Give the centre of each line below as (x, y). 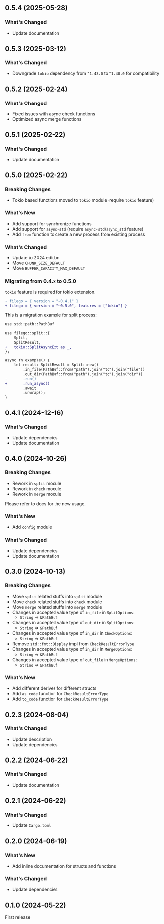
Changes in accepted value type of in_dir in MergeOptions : (72, 649)
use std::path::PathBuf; (31, 324)
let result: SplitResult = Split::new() (56, 365)
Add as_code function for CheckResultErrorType (60, 694)
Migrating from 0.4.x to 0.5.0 (41, 281)
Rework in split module (37, 483)
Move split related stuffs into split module (57, 596)
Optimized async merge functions (47, 119)
